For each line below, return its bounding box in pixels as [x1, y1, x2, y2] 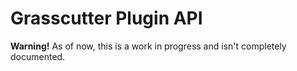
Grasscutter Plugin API [10, 7, 203, 30]
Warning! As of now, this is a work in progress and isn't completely [10, 40, 287, 52]
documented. [10, 50, 66, 62]
